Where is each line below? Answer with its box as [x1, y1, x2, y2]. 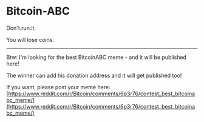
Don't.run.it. [6, 24, 36, 32]
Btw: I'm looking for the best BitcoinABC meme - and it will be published [6, 53, 187, 61]
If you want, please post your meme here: [6, 83, 110, 90]
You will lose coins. [6, 36, 55, 43]
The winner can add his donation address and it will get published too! [6, 72, 182, 79]
